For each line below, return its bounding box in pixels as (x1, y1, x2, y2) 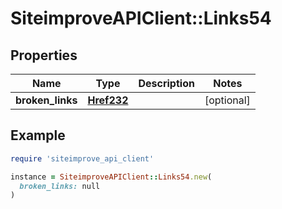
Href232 (87, 93, 129, 107)
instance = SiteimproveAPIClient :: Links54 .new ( (10, 172, 213, 182)
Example (10, 127, 66, 144)
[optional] (204, 93, 251, 107)
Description (138, 77, 195, 90)
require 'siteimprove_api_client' (10, 153, 155, 164)
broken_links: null (19, 181, 101, 191)
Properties (10, 47, 78, 64)
